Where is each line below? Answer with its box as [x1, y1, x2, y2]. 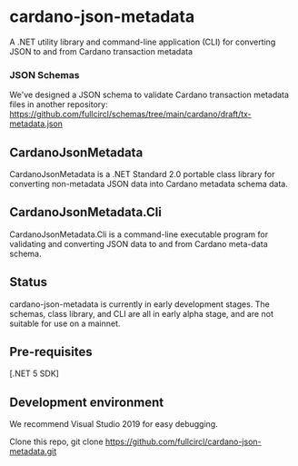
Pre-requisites [9, 344, 93, 360]
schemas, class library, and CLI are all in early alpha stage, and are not [9, 308, 274, 319]
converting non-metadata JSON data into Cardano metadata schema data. [9, 179, 288, 190]
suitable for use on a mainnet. [9, 318, 121, 329]
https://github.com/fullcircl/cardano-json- [104, 436, 262, 447]
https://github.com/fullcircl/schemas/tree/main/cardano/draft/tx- [9, 109, 252, 120]
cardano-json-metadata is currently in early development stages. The [9, 298, 270, 310]
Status [9, 274, 48, 290]
